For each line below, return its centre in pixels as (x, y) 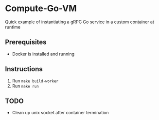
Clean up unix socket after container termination (61, 113)
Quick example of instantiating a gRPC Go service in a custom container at (80, 22)
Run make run (25, 86)
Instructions (24, 69)
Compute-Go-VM (41, 8)
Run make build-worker (35, 81)
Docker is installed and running (43, 54)
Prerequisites (26, 42)
